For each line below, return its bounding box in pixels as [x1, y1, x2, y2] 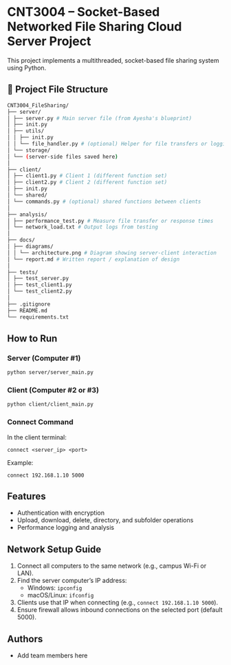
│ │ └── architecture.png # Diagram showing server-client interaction [7, 249, 217, 256]
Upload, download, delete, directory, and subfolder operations [16, 516, 194, 524]
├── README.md [7, 307, 48, 314]
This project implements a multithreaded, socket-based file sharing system [7, 56, 219, 64]
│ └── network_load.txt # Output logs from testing [7, 224, 158, 231]
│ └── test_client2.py [7, 288, 72, 295]
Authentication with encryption [16, 508, 105, 517]
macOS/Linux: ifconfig [27, 591, 94, 599]
